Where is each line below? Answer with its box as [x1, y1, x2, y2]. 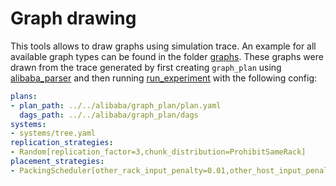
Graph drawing [10, 7, 137, 30]
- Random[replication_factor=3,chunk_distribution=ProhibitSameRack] [10, 147, 307, 157]
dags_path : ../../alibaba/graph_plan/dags [19, 110, 199, 120]
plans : [10, 91, 38, 101]
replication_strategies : [10, 138, 114, 148]
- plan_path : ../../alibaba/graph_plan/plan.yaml [10, 100, 222, 111]
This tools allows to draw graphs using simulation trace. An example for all [10, 40, 317, 52]
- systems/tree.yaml [10, 128, 97, 139]
